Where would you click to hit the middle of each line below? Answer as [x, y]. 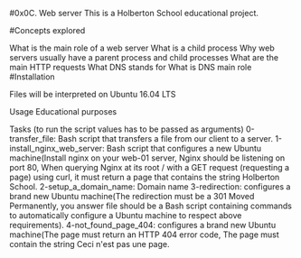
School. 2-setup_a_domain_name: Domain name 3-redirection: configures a [150, 187]
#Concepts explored [47, 30]
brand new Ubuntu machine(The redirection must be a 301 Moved [132, 196]
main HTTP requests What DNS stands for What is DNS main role [131, 67]
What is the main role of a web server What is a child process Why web [142, 48]
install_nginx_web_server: [57, 148]
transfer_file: [33, 138]
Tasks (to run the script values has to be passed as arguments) [127, 129]
